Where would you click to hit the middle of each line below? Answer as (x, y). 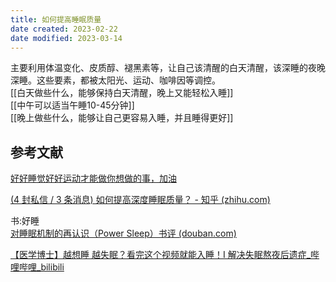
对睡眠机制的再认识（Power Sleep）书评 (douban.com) (123, 233)
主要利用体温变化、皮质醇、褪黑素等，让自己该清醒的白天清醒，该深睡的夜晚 (168, 68)
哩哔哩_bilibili (37, 267)
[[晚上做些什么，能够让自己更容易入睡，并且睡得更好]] (122, 118)
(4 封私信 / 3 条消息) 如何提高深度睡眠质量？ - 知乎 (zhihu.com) (140, 200)
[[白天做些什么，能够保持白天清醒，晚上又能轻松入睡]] (122, 93)
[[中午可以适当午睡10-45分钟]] (72, 105)
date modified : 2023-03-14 (66, 38)
